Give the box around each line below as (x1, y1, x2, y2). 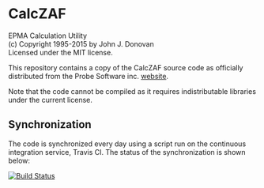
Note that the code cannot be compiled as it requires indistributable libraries (8, 86, 257, 96)
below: (8, 156, 30, 165)
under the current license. (8, 95, 93, 104)
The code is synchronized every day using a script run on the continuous (8, 139, 247, 149)
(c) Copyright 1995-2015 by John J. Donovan (8, 39, 154, 48)
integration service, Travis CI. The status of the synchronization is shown (8, 147, 246, 156)
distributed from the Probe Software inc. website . (8, 71, 168, 81)
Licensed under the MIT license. (8, 47, 113, 57)
